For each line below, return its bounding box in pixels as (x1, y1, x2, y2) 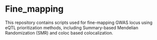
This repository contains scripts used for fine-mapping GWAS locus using (5, 20, 153, 25)
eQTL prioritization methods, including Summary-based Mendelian (5, 24, 139, 30)
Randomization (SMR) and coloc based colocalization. (5, 30, 113, 36)
